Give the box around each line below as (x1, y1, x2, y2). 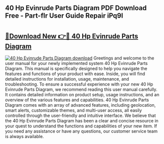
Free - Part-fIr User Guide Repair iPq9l (5, 12, 123, 20)
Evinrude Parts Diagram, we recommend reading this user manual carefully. (5, 86, 158, 92)
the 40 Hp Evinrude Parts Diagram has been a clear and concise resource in (5, 118, 159, 123)
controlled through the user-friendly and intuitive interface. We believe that (5, 113, 156, 118)
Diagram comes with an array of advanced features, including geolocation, (5, 102, 156, 108)
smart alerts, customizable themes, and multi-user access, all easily (5, 108, 142, 113)
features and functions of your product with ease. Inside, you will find (5, 71, 145, 77)
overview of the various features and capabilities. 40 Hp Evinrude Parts (5, 97, 149, 103)
